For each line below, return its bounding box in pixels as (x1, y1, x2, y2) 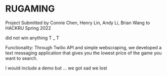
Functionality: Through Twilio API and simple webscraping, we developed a (5, 44, 162, 50)
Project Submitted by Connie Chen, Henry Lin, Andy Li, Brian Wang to (5, 20, 150, 26)
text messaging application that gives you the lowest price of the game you (5, 50, 162, 56)
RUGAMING (5, 3, 55, 15)
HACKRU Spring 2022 (5, 25, 52, 31)
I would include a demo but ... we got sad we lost (5, 65, 107, 71)
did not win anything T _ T (5, 35, 60, 41)
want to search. (5, 55, 38, 61)
